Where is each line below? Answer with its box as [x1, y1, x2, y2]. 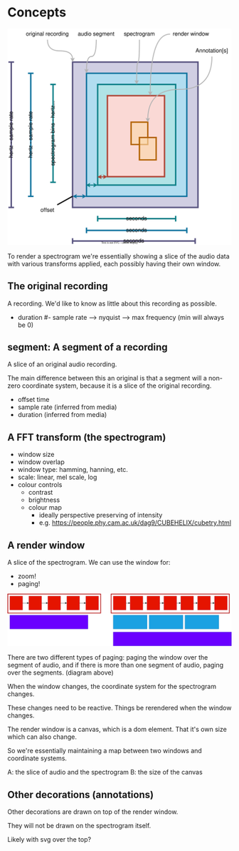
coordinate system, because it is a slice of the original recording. [22, 381, 212, 390]
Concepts [7, 4, 66, 21]
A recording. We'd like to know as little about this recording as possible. [7, 299, 217, 308]
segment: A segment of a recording [7, 341, 169, 353]
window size [17, 450, 55, 459]
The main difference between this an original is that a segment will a [7, 374, 208, 383]
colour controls [17, 480, 63, 489]
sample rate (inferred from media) [17, 403, 117, 411]
